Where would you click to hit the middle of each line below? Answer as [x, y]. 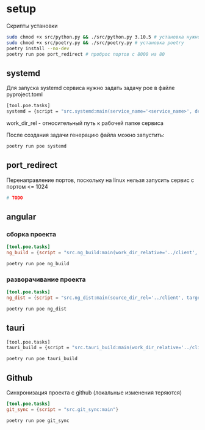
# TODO [15, 198]
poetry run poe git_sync [38, 421]
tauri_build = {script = [38, 348]
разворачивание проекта [46, 279]
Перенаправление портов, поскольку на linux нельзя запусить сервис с [100, 180]
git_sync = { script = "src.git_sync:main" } [63, 409]
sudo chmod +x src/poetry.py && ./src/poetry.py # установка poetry [95, 43]
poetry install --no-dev [38, 48]
